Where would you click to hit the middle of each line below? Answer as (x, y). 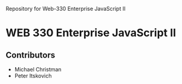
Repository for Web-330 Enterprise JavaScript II (66, 9)
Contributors (31, 55)
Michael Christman (38, 69)
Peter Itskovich (33, 76)
